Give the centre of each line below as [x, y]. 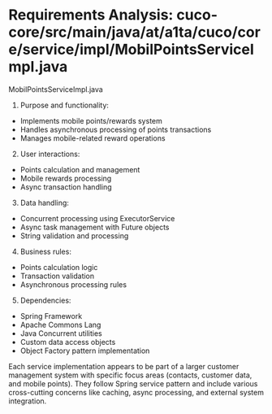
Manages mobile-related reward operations [93, 138]
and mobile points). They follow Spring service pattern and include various [133, 383]
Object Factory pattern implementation [85, 351]
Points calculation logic [59, 267]
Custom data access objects [68, 342]
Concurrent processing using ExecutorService [97, 218]
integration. [28, 401]
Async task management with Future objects [95, 227]
